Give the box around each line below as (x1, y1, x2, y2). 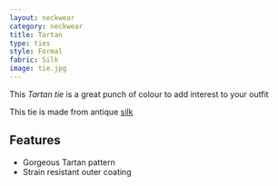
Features (9, 132, 61, 148)
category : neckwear (9, 22, 84, 31)
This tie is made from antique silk (9, 106, 134, 117)
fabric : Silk (9, 55, 59, 64)
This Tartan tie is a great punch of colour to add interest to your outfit (9, 88, 270, 100)
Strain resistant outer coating (22, 166, 132, 177)
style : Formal (9, 47, 64, 56)
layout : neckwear (9, 13, 75, 23)
